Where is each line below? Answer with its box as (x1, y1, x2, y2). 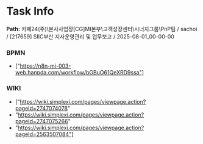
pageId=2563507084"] (15, 130, 74, 138)
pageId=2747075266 (15, 117, 68, 124)
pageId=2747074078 (15, 104, 68, 112)
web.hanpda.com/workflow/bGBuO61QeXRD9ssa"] (15, 69, 144, 76)
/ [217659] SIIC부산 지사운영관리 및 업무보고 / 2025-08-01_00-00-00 (6, 32, 175, 40)
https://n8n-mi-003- (20, 62, 71, 70)
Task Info (6, 4, 54, 18)
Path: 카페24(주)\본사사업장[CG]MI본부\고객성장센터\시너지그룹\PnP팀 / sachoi (6, 25, 198, 32)
